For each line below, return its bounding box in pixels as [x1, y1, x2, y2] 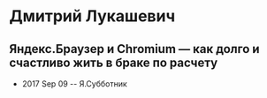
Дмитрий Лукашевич [9, 6, 175, 26]
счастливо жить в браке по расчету [9, 55, 218, 70]
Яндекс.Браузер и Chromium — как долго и [9, 41, 260, 57]
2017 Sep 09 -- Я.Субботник [21, 79, 128, 89]
